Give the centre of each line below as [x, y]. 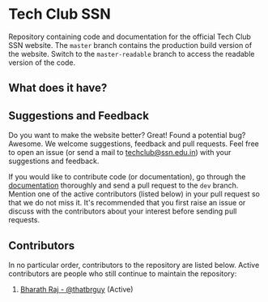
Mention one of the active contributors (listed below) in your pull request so [134, 194]
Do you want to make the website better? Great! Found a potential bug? [127, 136]
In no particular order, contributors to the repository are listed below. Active [134, 265]
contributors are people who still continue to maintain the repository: [123, 274]
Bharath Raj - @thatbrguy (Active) [77, 289]
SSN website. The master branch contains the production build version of [130, 45]
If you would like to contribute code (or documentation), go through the [127, 177]
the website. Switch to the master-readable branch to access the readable [132, 54]
